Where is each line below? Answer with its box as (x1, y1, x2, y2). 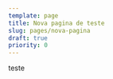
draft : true (8, 34, 48, 42)
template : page (8, 11, 59, 20)
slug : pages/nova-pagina (8, 26, 91, 34)
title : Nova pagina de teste (8, 19, 105, 27)
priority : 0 (8, 41, 48, 49)
